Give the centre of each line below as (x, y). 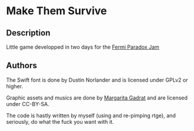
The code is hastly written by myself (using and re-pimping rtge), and (91, 115)
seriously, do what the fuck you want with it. (60, 122)
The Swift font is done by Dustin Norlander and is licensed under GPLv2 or (97, 80)
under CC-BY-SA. (28, 104)
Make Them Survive (57, 11)
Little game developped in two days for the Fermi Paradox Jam (83, 47)
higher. (15, 86)
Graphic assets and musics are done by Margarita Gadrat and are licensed (97, 98)
